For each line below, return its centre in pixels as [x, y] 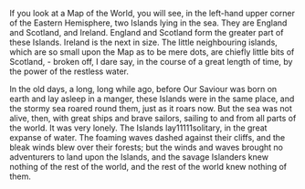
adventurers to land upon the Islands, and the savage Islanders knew [139, 157]
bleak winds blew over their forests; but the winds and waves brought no [147, 147]
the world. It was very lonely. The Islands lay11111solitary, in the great [138, 128]
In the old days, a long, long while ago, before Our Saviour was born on [143, 89]
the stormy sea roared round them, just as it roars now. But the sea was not [151, 108]
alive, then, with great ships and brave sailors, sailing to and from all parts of [153, 118]
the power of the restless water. [69, 71]
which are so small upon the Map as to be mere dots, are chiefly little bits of [152, 52]
